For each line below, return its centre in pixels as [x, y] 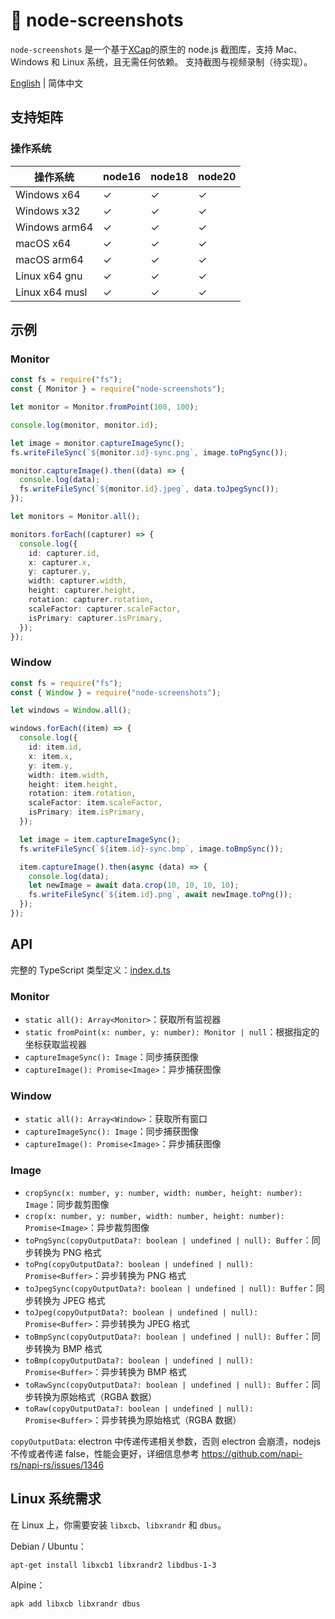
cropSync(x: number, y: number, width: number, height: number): [163, 1193]
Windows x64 [48, 194]
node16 [122, 176]
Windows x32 [48, 211]
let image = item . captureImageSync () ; [100, 839]
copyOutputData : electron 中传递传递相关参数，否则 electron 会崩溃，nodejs [166, 1441]
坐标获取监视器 [55, 1045]
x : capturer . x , [60, 562]
